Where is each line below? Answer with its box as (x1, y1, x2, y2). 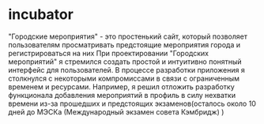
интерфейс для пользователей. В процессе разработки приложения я (8, 65, 245, 74)
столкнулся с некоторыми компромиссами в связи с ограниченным (8, 73, 239, 83)
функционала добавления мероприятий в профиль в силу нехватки (8, 90, 236, 100)
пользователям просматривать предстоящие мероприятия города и (8, 39, 241, 49)
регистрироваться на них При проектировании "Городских (8, 48, 209, 58)
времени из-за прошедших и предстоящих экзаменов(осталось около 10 (8, 99, 257, 108)
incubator (8, 6, 74, 24)
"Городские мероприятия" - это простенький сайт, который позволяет (8, 32, 247, 41)
